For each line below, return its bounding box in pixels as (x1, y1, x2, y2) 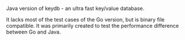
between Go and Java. (6, 28, 61, 35)
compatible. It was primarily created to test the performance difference (6, 23, 179, 29)
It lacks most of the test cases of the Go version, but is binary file (6, 16, 165, 23)
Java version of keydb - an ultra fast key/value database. (6, 5, 145, 12)
